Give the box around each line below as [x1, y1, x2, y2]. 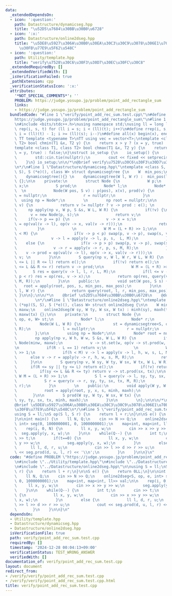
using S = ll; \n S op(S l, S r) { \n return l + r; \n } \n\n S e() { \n [14, 412, 166, 417]
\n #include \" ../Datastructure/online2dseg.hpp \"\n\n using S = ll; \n [14, 464, 166, 469]
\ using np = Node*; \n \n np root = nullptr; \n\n [14, 197, 157, 203]
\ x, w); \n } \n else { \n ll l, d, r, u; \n [14, 497, 164, 502]
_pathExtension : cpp [10, 79, 54, 84]
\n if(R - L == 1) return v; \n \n [14, 345, 139, 350]
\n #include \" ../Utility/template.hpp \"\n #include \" [14, 459, 132, 465]
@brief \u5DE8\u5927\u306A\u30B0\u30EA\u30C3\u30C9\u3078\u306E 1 [14, 402, 157, 407]
